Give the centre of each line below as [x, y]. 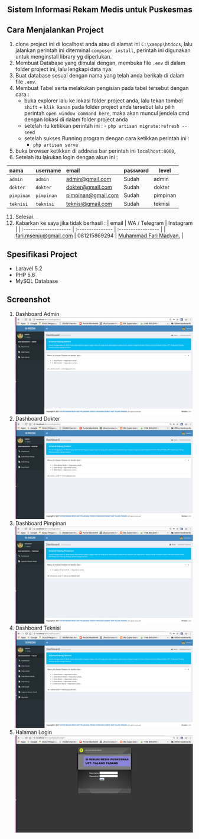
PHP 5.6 [25, 275]
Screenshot [29, 300]
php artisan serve [56, 145]
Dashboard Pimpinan [41, 523]
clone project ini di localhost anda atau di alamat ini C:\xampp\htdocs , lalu [104, 44]
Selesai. [25, 217]
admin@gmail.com [89, 179]
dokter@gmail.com [89, 187]
